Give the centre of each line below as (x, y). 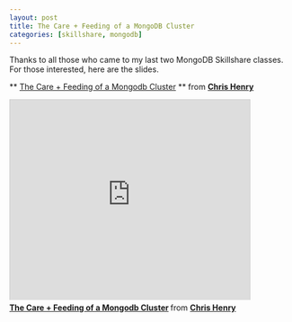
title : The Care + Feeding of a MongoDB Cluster (102, 26)
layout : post (34, 18)
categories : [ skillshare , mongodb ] (76, 34)
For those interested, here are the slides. (84, 69)
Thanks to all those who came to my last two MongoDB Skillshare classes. (146, 60)
